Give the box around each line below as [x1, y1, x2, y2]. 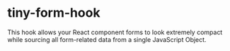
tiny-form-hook [7, 5, 100, 21]
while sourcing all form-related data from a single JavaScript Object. [7, 35, 207, 43]
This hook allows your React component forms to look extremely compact [7, 28, 223, 36]
